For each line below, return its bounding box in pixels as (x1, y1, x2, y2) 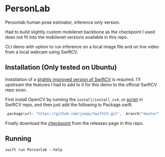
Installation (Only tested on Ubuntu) (5, 63, 117, 72)
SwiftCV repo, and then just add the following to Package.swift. (5, 102, 133, 108)
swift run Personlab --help (5, 148, 63, 153)
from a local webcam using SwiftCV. (5, 49, 79, 55)
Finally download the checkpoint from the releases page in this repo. (5, 120, 144, 126)
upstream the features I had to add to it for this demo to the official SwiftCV (5, 81, 157, 87)
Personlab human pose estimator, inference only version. (5, 19, 120, 25)
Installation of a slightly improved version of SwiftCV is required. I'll (5, 76, 141, 82)
